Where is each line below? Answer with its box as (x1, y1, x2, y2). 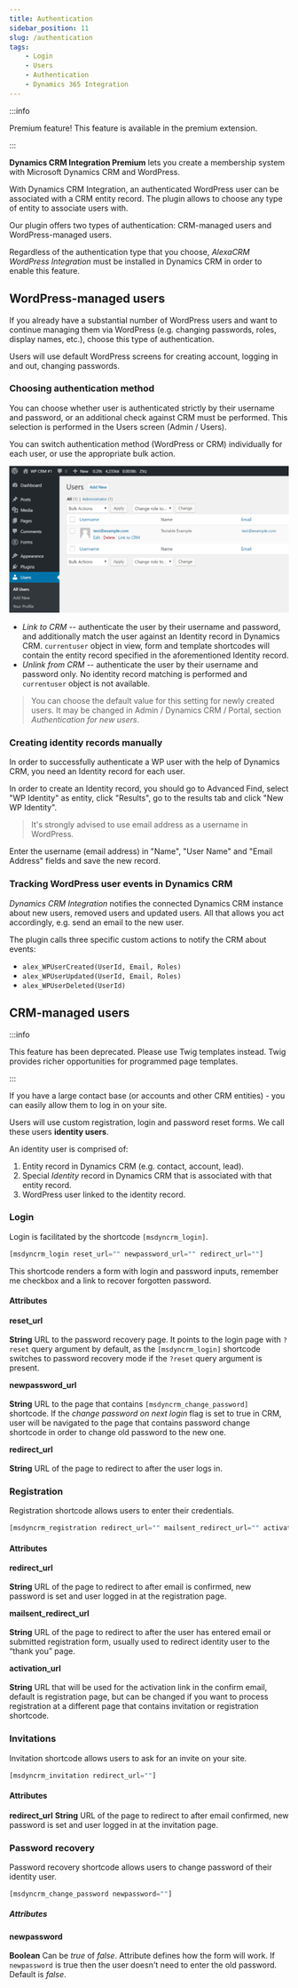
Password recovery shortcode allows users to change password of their (9, 1862, 272, 1872)
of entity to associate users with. (9, 203, 129, 213)
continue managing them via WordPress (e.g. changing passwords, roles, (9, 324, 277, 335)
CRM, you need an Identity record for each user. (9, 766, 185, 777)
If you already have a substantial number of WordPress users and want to (9, 315, 278, 325)
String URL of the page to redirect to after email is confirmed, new (9, 1582, 252, 1593)
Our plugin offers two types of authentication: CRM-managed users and (9, 220, 272, 230)
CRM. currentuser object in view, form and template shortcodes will (21, 641, 271, 651)
